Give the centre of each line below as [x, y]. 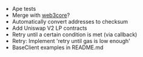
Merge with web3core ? [41, 15]
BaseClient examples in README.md [58, 47]
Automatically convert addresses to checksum [70, 22]
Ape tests [24, 9]
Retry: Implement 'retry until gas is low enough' [71, 41]
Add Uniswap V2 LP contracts [49, 28]
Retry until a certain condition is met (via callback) [75, 35]
